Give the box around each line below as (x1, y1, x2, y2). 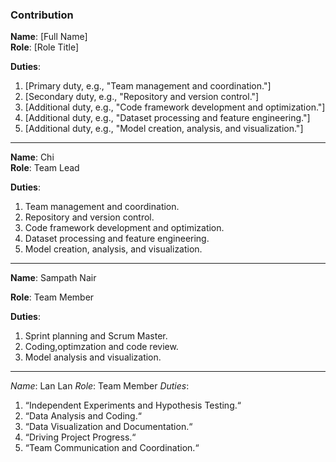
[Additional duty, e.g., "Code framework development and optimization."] (24, 101, 326, 113)
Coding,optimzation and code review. (24, 341, 179, 353)
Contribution (10, 8, 74, 22)
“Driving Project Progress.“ (24, 431, 137, 443)
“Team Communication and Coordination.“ (24, 442, 200, 454)
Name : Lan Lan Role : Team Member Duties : (10, 380, 190, 392)
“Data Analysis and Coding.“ (24, 410, 142, 422)
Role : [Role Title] (10, 41, 80, 53)
